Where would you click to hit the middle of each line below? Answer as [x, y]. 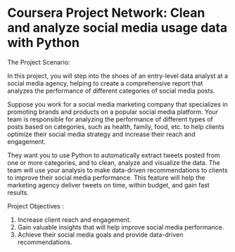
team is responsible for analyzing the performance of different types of [110, 119]
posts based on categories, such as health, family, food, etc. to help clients [116, 126]
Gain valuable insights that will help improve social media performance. [121, 227]
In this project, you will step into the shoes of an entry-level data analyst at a [118, 76]
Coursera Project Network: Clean [106, 13]
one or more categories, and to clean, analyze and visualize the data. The [114, 162]
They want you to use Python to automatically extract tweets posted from [114, 155]
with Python [43, 43]
